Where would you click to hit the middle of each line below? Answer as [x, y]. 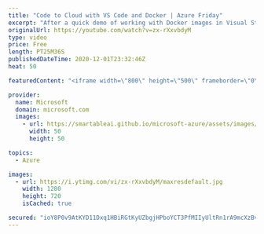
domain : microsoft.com [52, 110]
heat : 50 [22, 67]
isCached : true [47, 204]
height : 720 [42, 196]
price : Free [27, 45]
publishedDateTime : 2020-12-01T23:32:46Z [77, 60]
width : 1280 [42, 189]
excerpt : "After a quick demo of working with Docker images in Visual [128, 23]
